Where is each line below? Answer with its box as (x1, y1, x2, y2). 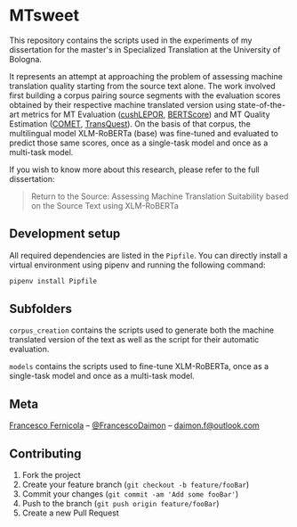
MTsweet (9, 5, 80, 26)
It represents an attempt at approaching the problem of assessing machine (9, 70, 283, 81)
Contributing (9, 446, 82, 461)
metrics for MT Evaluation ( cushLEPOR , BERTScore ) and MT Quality (20, 109, 270, 119)
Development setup (9, 226, 121, 242)
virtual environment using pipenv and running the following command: (9, 259, 266, 270)
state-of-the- (237, 99, 286, 110)
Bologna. (9, 54, 43, 64)
